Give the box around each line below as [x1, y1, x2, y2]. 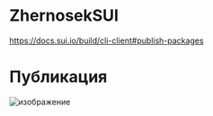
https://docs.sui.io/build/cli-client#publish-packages [9, 35, 204, 46]
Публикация [9, 67, 108, 87]
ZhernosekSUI [9, 5, 120, 26]
